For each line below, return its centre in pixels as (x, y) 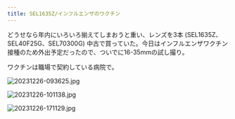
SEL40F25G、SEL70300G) (46, 43)
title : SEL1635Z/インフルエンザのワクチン (64, 14)
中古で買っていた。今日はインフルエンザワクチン (158, 43)
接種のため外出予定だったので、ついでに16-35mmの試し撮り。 (98, 52)
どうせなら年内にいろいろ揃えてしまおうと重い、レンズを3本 (95, 34)
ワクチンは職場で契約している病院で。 (63, 66)
